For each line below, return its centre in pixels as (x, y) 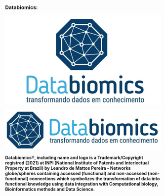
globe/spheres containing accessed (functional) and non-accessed (76, 173)
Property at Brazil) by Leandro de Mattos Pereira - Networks (68, 168)
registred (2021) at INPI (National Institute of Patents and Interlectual (77, 163)
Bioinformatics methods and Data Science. (50, 189)
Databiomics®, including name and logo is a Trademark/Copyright (74, 157)
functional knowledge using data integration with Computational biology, (82, 184)
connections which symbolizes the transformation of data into (95, 178)
